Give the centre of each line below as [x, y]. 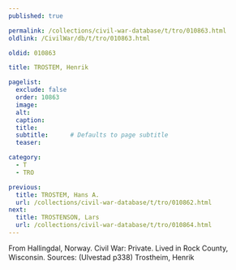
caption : [30, 120]
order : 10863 [38, 98]
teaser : [29, 143]
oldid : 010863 [32, 53]
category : [25, 158]
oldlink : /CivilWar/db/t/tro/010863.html [79, 38]
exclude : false [41, 90]
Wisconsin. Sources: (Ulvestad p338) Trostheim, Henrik [101, 257]
